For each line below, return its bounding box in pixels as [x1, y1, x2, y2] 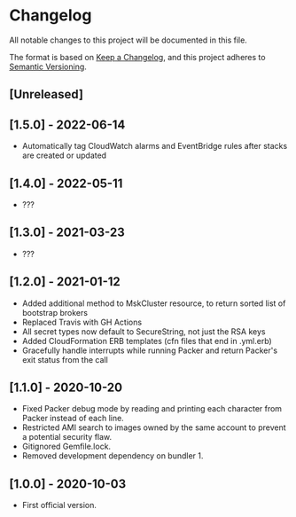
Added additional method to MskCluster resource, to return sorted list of [21, 298, 286, 309]
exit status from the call [21, 354, 108, 364]
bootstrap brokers [21, 307, 89, 317]
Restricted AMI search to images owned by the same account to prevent [21, 422, 286, 433]
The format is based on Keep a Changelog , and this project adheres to [9, 51, 266, 62]
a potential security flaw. [21, 432, 113, 443]
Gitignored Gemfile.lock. [21, 441, 112, 452]
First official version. [21, 500, 97, 511]
